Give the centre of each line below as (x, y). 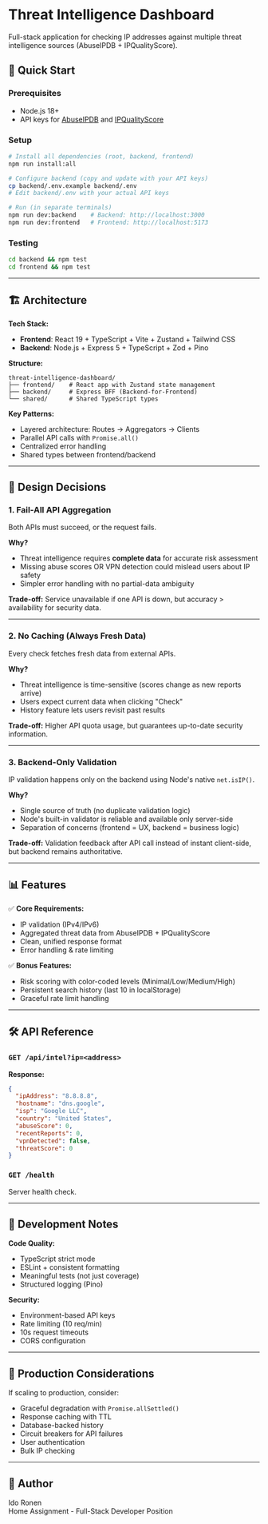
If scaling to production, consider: (64, 1393)
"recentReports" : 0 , (49, 1133)
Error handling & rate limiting (67, 950)
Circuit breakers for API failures (71, 1434)
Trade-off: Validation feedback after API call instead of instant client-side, (130, 843)
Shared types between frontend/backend (87, 454)
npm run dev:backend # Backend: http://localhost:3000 (106, 215)
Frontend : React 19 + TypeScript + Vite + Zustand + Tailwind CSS (128, 339)
